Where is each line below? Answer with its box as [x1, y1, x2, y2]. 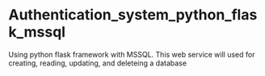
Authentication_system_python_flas [8, 6, 258, 24]
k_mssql [8, 23, 66, 41]
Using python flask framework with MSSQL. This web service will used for [8, 49, 255, 59]
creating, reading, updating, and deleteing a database [8, 58, 187, 68]
